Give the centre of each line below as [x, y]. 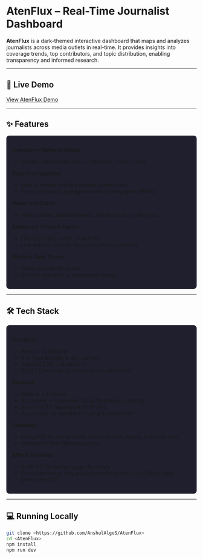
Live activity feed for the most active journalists [80, 245]
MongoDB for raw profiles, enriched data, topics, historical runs [100, 437]
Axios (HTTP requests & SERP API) [64, 407]
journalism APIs [40, 480]
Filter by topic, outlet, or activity [60, 238]
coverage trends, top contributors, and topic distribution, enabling [88, 53]
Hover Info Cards [34, 203]
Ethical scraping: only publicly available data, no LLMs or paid [98, 473]
